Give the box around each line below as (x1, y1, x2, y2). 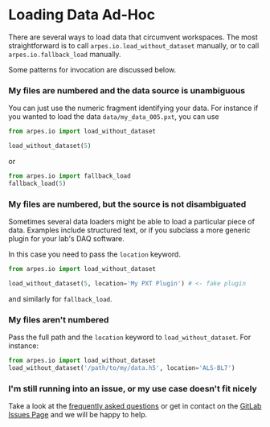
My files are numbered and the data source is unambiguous (8, 84, 246, 96)
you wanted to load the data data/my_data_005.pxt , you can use (8, 112, 219, 121)
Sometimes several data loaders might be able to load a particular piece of (8, 217, 256, 227)
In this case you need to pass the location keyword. (8, 249, 181, 259)
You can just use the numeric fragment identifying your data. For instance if (8, 103, 259, 113)
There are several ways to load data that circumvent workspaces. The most (8, 32, 259, 42)
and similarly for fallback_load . (8, 294, 112, 303)
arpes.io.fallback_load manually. (8, 49, 122, 59)
